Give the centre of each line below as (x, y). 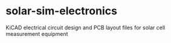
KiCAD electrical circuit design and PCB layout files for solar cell (85, 27)
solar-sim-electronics (61, 11)
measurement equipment (37, 33)
